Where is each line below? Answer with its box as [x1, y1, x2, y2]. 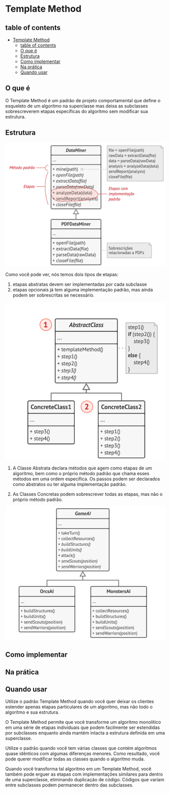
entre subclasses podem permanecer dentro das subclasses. [5, 782, 134, 788]
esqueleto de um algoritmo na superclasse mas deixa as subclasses [5, 103, 148, 109]
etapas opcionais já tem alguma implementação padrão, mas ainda [12, 286, 153, 292]
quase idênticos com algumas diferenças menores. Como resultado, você [5, 751, 160, 757]
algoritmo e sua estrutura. [5, 709, 60, 715]
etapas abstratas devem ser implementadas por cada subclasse [12, 281, 147, 287]
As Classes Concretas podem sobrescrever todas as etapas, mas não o [12, 491, 163, 497]
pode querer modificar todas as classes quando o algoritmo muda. [5, 756, 145, 762]
